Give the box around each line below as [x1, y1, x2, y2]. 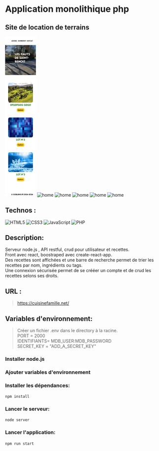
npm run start [5, 441, 34, 446]
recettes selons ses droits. [5, 273, 59, 279]
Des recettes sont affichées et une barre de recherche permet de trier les [5, 257, 154, 263]
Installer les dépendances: [5, 382, 70, 389]
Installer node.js [5, 355, 45, 362]
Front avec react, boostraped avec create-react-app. [5, 252, 112, 258]
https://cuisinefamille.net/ [17, 300, 69, 306]
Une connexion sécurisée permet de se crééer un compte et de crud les [5, 268, 152, 274]
